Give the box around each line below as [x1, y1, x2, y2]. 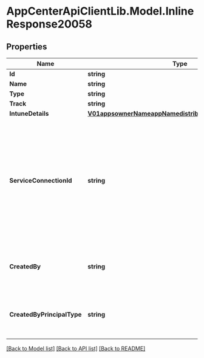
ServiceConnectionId [9, 177, 72, 184]
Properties [6, 41, 47, 52]
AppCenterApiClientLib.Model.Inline [6, 4, 194, 18]
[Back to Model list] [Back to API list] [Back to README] [6, 345, 146, 352]
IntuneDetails [9, 110, 49, 118]
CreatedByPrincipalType [9, 311, 82, 318]
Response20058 [6, 17, 93, 31]
